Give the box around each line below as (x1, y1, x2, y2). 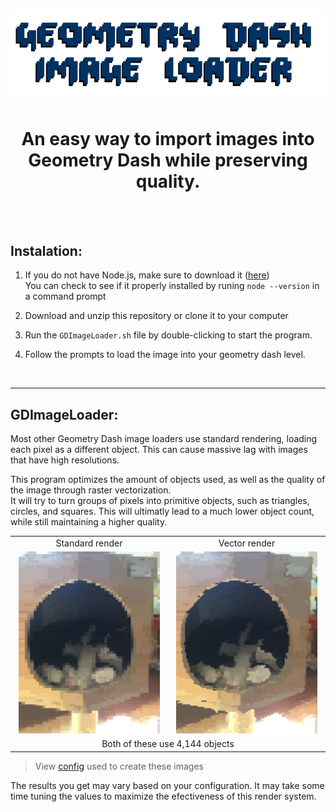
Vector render (218, 537, 276, 549)
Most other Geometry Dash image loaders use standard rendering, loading (10, 433, 318, 445)
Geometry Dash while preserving (28, 149, 308, 171)
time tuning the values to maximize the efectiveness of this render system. (10, 790, 317, 802)
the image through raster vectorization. (10, 484, 172, 496)
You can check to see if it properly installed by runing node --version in (24, 280, 320, 292)
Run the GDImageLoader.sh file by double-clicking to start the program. (24, 329, 313, 341)
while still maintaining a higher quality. (10, 516, 168, 528)
